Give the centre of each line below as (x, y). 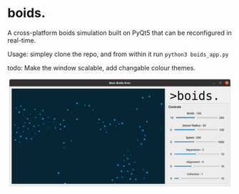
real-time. (22, 40)
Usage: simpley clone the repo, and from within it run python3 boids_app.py (118, 54)
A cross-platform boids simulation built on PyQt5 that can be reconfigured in (119, 33)
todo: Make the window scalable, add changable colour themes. (102, 68)
